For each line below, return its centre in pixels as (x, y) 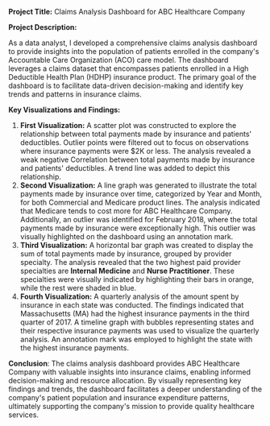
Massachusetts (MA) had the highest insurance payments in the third (135, 314)
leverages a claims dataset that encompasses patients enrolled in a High (129, 68)
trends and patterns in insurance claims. (75, 94)
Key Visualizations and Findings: (64, 110)
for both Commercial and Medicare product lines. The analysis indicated (140, 202)
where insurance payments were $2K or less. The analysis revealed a (135, 151)
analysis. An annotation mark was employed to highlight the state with (136, 339)
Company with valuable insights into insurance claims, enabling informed (130, 372)
